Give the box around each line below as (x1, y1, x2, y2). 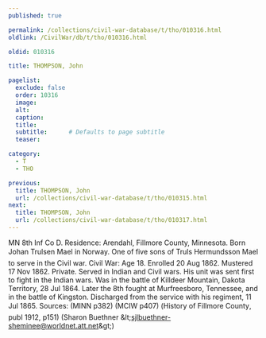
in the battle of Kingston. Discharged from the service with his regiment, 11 (8, 292, 252, 301)
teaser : (15, 136, 41, 144)
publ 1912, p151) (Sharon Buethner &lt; (8, 312, 132, 322)
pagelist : (8, 76, 41, 84)
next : (8, 201, 26, 209)
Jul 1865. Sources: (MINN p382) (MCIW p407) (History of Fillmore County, (8, 301, 252, 310)
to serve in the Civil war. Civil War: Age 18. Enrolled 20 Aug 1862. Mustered (8, 258, 253, 267)
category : (8, 150, 41, 158)
